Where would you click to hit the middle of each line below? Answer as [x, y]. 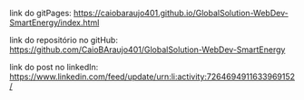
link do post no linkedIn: [54, 67]
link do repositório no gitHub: [64, 40]
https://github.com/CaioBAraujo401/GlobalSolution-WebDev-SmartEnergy [147, 50]
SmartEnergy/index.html [54, 23]
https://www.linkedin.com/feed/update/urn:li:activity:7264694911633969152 [152, 77]
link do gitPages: [41, 13]
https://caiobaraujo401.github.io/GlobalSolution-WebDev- [181, 13]
